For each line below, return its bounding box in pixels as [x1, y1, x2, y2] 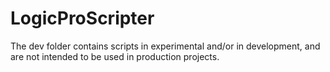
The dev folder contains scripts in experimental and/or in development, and [10, 40, 321, 52]
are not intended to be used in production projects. [10, 50, 220, 62]
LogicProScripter [10, 7, 155, 30]
